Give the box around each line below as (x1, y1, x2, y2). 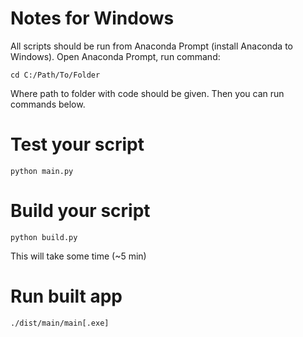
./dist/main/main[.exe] (10, 318, 110, 328)
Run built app (10, 285, 123, 307)
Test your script (10, 133, 145, 156)
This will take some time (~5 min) (10, 250, 147, 262)
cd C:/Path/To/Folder (10, 70, 101, 80)
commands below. (10, 98, 86, 110)
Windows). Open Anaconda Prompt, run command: (10, 50, 221, 62)
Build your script (10, 200, 151, 222)
